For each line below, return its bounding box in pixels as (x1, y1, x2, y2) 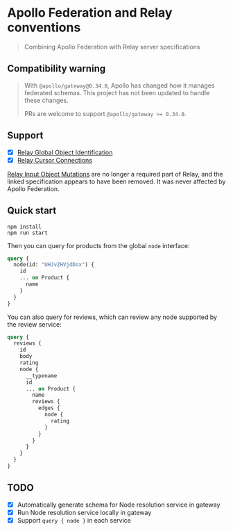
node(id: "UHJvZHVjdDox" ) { (13, 261, 95, 268)
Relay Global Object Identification (17, 148, 113, 156)
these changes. (24, 96, 69, 104)
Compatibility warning (7, 63, 106, 74)
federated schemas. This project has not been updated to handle (24, 88, 210, 97)
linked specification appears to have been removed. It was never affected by (7, 177, 226, 186)
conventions (7, 19, 81, 35)
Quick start (7, 205, 57, 217)
